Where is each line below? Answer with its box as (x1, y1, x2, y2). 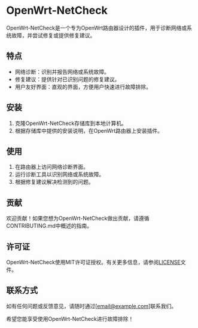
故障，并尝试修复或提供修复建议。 (11, 31, 96, 39)
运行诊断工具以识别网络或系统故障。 (14, 171, 105, 178)
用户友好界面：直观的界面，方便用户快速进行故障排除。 (14, 83, 151, 90)
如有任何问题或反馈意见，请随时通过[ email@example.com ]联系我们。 (6, 302, 177, 309)
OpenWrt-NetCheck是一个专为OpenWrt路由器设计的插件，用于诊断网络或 (6, 24, 187, 31)
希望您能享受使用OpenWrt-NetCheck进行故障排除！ (6, 315, 134, 322)
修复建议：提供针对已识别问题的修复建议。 (14, 76, 120, 83)
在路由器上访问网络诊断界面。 (14, 163, 89, 171)
